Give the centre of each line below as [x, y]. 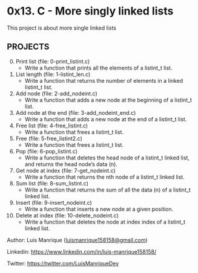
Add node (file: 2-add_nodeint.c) [56, 93]
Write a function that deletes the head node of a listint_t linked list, [107, 158]
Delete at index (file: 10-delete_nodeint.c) [67, 215]
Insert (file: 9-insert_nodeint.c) [54, 202]
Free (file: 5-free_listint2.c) [49, 138]
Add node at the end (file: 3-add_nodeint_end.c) [76, 112]
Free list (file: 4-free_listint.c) [52, 126]
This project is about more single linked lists [62, 28]
